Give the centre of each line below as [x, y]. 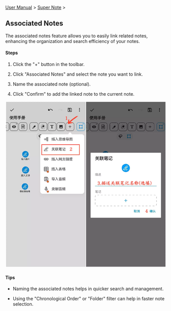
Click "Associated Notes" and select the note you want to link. [78, 74]
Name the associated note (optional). [52, 84]
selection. [23, 304]
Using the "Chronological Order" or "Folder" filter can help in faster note [89, 299]
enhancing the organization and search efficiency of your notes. [73, 41]
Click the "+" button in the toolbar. [49, 64]
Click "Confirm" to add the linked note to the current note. [74, 94]
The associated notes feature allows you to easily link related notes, [77, 36]
